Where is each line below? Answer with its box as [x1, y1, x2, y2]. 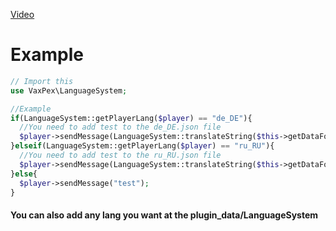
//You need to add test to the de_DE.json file [19, 122, 222, 133]
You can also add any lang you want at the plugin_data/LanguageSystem [10, 209, 319, 221]
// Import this [10, 76, 74, 86]
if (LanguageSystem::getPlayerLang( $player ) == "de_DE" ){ [10, 113, 253, 123]
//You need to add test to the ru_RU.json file [19, 150, 222, 161]
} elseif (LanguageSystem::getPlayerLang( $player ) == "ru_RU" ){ [10, 141, 275, 151]
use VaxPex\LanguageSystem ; [10, 85, 128, 96]
